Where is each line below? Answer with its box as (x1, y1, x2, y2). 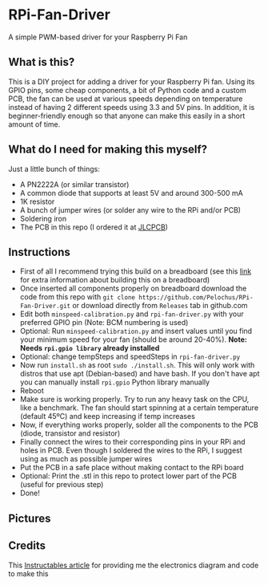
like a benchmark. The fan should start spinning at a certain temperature (19, 403, 258, 412)
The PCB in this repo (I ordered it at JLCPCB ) (19, 222, 168, 232)
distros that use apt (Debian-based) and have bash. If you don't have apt (19, 369, 260, 379)
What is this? (8, 55, 75, 69)
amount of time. (8, 119, 61, 129)
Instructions (8, 245, 70, 258)
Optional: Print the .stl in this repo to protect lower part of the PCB (19, 471, 238, 481)
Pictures (8, 511, 51, 525)
